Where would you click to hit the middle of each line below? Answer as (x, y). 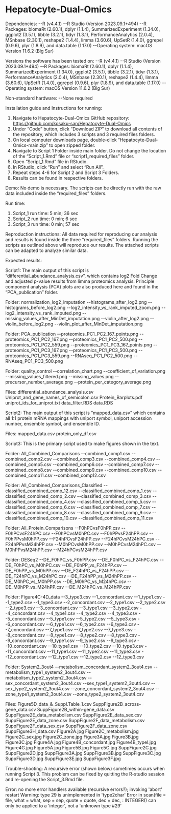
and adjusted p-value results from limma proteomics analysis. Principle (80, 281)
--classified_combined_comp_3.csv (114, 496)
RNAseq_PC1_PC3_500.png (34, 361)
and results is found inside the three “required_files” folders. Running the (82, 239)
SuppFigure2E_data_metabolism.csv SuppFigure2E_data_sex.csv (74, 715)
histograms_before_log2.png (35, 307)
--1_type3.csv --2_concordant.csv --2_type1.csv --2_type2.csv (99, 602)
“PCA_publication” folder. (32, 292)
